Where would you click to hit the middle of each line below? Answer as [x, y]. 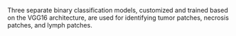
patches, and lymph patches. [50, 25]
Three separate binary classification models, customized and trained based [118, 10]
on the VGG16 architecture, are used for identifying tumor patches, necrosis [118, 18]
